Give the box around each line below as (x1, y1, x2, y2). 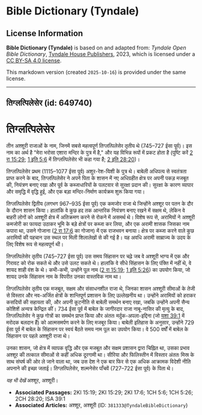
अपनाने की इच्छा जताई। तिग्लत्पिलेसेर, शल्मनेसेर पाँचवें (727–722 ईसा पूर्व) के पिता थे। (6, 365, 174, 372)
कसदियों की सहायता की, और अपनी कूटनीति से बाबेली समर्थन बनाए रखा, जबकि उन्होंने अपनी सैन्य (6, 299, 190, 306)
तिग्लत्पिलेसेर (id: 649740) (6, 98, 93, 108)
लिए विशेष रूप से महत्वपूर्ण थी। (6, 241, 64, 248)
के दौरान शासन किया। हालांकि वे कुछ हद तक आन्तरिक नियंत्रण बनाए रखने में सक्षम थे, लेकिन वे (6, 207, 185, 214)
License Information (6, 28, 83, 38)
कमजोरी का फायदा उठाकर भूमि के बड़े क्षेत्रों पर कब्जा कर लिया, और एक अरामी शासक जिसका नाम (6, 221, 190, 228)
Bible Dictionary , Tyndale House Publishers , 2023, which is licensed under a (6, 51, 195, 58)
